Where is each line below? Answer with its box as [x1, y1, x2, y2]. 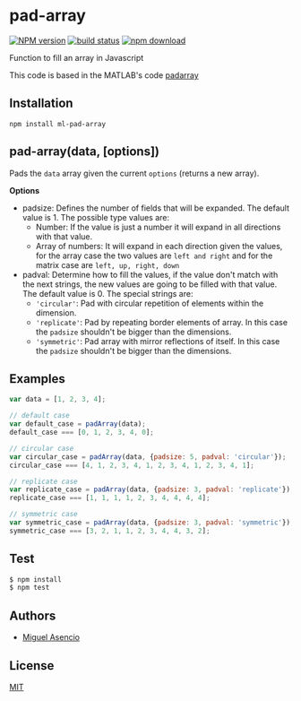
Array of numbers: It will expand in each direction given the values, [35, 240, 283, 251]
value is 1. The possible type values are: [21, 212, 170, 222]
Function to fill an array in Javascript [9, 52, 144, 63]
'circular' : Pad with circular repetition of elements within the [35, 298, 264, 308]
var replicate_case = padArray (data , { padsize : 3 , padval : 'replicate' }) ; [9, 485, 295, 494]
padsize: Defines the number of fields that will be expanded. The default [21, 203, 289, 213]
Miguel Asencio [21, 632, 81, 643]
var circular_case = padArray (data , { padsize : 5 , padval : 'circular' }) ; [9, 452, 287, 462]
